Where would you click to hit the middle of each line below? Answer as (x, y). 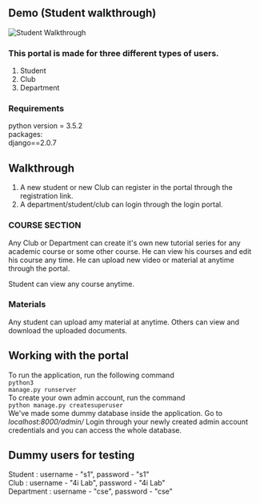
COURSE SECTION (45, 225)
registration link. (46, 196)
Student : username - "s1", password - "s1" (79, 474)
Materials (27, 304)
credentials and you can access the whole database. (95, 430)
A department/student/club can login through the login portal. (122, 204)
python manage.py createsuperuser (66, 405)
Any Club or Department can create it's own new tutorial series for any (125, 243)
